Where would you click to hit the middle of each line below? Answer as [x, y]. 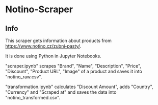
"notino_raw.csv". [24, 77]
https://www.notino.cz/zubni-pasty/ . [43, 46]
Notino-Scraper [39, 9]
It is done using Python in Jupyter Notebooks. [53, 56]
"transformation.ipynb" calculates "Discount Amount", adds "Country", [79, 87]
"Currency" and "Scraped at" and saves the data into [61, 92]
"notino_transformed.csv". [33, 98]
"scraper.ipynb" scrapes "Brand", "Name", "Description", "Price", [73, 66]
